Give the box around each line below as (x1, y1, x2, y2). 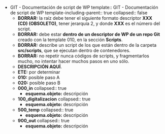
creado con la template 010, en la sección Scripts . (17, 37, 123, 43)
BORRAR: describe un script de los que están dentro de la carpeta (17, 42, 157, 48)
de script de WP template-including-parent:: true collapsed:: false (10, 10, 148, 16)
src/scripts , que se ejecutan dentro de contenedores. (17, 48, 130, 53)
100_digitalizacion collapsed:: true (17, 96, 91, 102)
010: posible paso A (17, 75, 60, 80)
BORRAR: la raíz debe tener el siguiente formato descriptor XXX (17, 15, 152, 21)
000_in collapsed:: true (17, 85, 67, 91)
